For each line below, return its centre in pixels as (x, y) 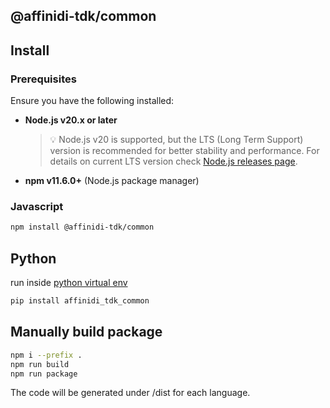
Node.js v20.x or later (71, 120)
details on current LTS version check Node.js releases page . (173, 161)
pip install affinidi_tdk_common (80, 301)
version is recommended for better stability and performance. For (184, 151)
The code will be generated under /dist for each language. (130, 393)
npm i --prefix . (46, 355)
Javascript (37, 206)
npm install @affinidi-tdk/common (82, 227)
